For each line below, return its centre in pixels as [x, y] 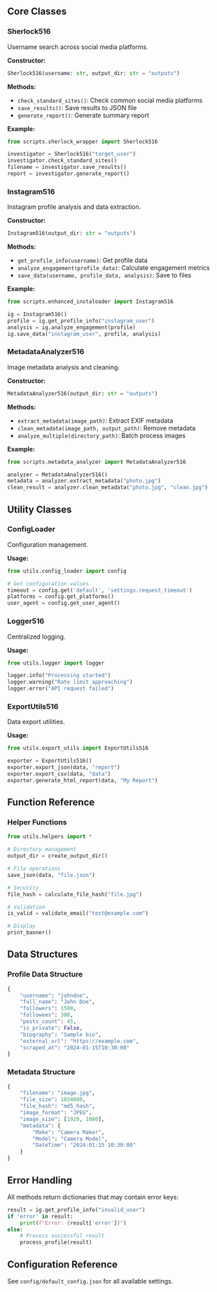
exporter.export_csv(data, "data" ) [59, 774]
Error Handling [40, 1180]
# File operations [34, 869]
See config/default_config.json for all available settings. [90, 1281]
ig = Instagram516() [37, 314]
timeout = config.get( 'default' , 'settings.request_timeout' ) [100, 590]
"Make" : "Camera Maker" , [69, 1132]
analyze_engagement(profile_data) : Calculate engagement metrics [113, 268]
